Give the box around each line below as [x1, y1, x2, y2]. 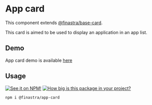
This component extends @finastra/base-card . [5, 20, 103, 26]
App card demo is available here [5, 57, 72, 63]
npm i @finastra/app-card [5, 95, 60, 100]
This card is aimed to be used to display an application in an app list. [5, 29, 147, 35]
